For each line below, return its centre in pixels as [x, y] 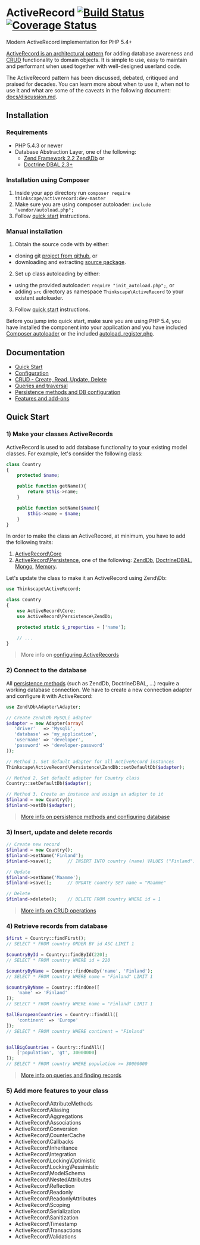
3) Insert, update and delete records [59, 832]
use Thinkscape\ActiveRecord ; [44, 589]
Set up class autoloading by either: [57, 274]
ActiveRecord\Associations [48, 1123]
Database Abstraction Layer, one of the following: [75, 151]
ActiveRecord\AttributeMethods [54, 1104]
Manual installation [35, 231]
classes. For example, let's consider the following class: [74, 454]
